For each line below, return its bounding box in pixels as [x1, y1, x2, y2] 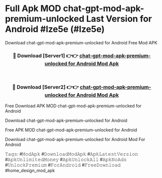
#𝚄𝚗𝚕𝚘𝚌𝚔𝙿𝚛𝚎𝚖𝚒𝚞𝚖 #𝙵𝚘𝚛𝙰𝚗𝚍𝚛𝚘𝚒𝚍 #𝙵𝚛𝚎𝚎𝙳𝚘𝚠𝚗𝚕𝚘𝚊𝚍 [5, 162, 121, 168]
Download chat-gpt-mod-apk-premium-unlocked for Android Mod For [5, 136, 145, 142]
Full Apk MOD [5, 3, 62, 14]
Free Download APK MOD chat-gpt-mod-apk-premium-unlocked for [5, 103, 142, 109]
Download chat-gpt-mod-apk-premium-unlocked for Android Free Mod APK [5, 40, 158, 45]
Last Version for [86, 13, 152, 24]
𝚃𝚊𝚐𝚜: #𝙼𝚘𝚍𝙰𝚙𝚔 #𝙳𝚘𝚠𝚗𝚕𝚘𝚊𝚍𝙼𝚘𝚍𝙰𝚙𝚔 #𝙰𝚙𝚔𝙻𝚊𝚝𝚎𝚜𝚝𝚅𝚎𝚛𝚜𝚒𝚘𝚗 [5, 151, 139, 157]
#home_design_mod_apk [5, 167, 55, 173]
